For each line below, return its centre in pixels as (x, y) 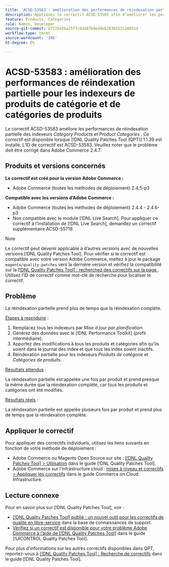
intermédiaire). (28, 338)
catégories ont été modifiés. (34, 390)
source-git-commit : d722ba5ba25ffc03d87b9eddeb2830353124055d (72, 29)
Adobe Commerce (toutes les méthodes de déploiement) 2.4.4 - (79, 207)
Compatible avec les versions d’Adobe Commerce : (60, 197)
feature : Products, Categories (38, 19)
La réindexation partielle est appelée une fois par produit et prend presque (82, 379)
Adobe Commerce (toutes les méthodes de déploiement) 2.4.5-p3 (81, 188)
